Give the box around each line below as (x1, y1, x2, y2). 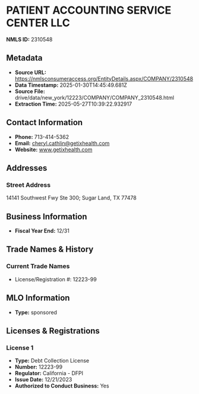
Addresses (6, 163, 48, 173)
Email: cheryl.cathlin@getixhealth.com (14, 139, 110, 147)
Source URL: (14, 69, 46, 76)
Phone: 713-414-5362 (14, 133, 70, 140)
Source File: (14, 87, 46, 95)
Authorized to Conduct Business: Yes (14, 382, 109, 389)
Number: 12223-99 (14, 363, 63, 371)
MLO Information (6, 293, 70, 303)
